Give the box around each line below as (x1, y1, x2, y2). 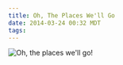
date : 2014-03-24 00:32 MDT (8, 19, 102, 27)
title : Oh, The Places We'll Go (8, 11, 115, 20)
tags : (8, 26, 26, 34)
